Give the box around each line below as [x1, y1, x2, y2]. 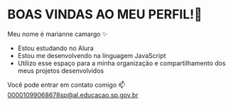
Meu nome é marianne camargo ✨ [7, 30, 108, 38]
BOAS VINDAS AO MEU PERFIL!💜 [7, 6, 202, 23]
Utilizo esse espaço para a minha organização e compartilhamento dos [17, 59, 226, 67]
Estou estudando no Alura [17, 44, 94, 52]
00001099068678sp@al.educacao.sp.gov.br [7, 90, 139, 99]
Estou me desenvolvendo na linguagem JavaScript [17, 51, 166, 59]
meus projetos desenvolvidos [17, 66, 104, 75]
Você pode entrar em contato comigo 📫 [7, 81, 126, 89]
